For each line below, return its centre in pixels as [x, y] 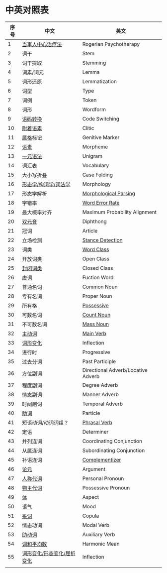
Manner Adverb [101, 394]
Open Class [96, 258]
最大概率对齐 [37, 212]
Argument [94, 469]
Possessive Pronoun [106, 487]
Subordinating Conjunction [114, 450]
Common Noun [100, 287]
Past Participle [99, 361]
